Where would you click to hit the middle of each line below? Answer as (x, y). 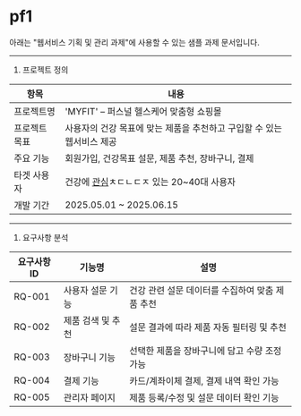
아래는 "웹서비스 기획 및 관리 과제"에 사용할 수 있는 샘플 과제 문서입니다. (134, 42)
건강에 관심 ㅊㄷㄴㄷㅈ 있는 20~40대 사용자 (150, 182)
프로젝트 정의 (45, 70)
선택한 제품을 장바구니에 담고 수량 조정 (206, 351)
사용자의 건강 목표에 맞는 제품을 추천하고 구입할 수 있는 (173, 128)
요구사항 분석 (45, 237)
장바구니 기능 (90, 357)
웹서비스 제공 (91, 141)
